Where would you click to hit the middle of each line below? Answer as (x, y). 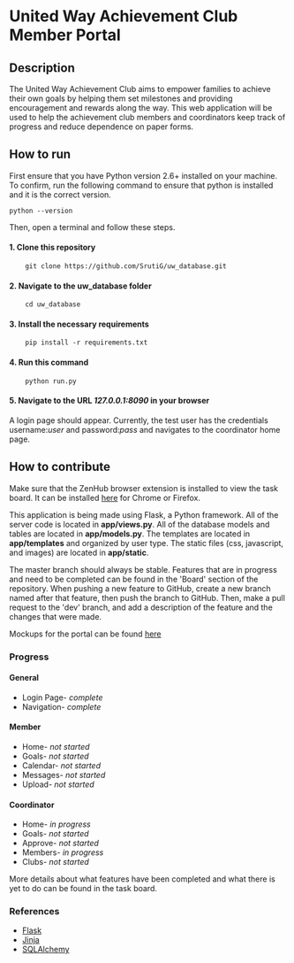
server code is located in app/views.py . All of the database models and (139, 524)
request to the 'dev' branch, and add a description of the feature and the (141, 607)
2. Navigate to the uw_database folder (80, 286)
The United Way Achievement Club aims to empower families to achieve (140, 89)
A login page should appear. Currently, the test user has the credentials (139, 420)
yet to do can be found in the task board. (83, 889)
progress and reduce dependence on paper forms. (102, 127)
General (24, 678)
